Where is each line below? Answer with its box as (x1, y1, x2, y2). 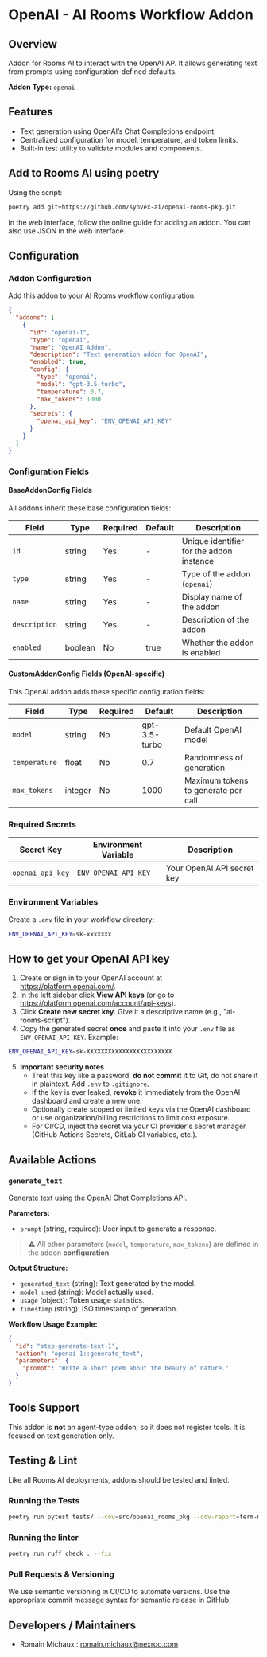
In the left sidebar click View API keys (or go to (19, 990, 175, 1000)
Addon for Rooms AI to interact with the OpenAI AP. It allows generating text (8, 58, 257, 68)
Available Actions (8, 1153, 97, 1167)
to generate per (184, 785, 242, 796)
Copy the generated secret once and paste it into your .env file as (19, 1024, 236, 1034)
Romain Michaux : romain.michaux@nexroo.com (19, 1639, 179, 1649)
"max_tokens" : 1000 (37, 395, 102, 403)
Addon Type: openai (8, 82, 75, 92)
